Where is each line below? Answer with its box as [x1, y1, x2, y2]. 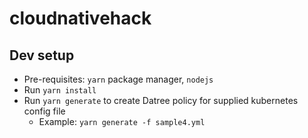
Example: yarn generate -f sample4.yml [38, 116, 206, 127]
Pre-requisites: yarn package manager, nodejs [23, 73, 214, 85]
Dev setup [9, 47, 75, 64]
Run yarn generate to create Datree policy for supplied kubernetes [23, 95, 299, 106]
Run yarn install [23, 84, 97, 96]
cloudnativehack [9, 7, 152, 30]
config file [23, 105, 66, 117]
